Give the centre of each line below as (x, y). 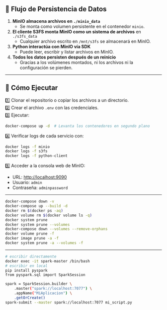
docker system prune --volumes (38, 224)
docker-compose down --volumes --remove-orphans (56, 229)
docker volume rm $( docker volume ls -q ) (49, 215)
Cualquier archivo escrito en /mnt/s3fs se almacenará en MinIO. (85, 41)
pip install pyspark (27, 270)
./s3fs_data (25, 36)
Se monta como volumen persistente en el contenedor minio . (82, 26)
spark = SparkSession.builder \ (39, 284)
